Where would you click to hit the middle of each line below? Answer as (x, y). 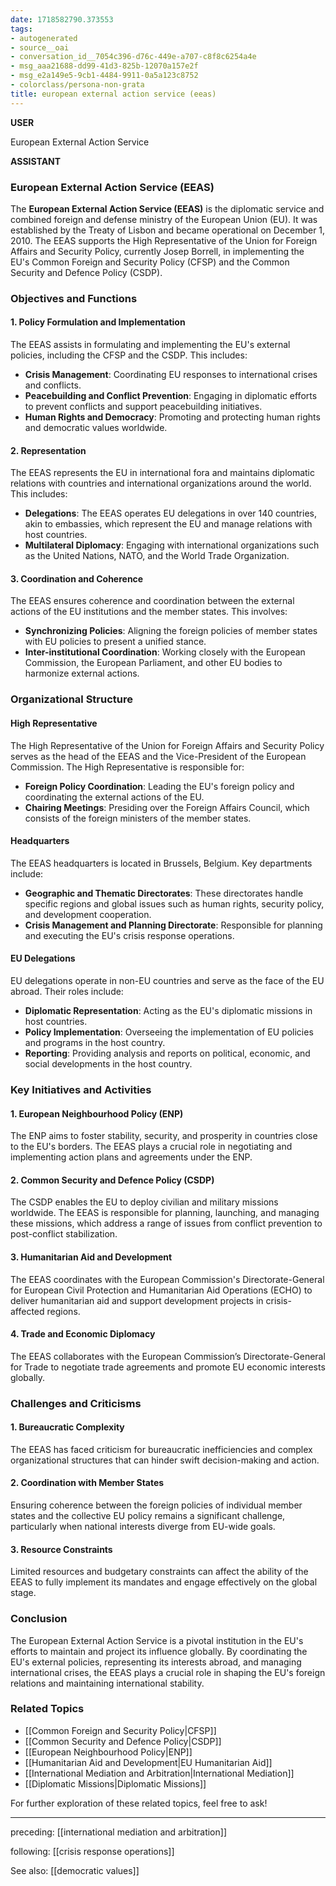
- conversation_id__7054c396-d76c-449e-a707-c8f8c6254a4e (133, 57)
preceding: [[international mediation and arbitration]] (118, 1832)
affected (27, 1311)
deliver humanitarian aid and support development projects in (137, 1300)
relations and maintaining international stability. (107, 1683)
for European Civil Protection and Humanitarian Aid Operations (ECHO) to (161, 1290)
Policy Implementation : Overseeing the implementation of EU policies (169, 1032)
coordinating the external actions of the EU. (114, 797)
